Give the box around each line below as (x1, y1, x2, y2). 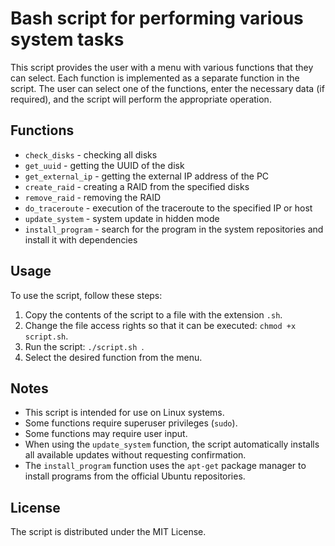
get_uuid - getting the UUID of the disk (24, 159, 185, 171)
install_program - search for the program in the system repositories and (24, 223, 324, 235)
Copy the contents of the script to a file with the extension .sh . (24, 308, 283, 321)
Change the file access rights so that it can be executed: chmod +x (24, 319, 297, 331)
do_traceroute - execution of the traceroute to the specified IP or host (24, 202, 313, 214)
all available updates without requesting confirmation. (24, 449, 247, 461)
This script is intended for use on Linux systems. (24, 407, 225, 419)
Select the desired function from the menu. (24, 351, 203, 363)
